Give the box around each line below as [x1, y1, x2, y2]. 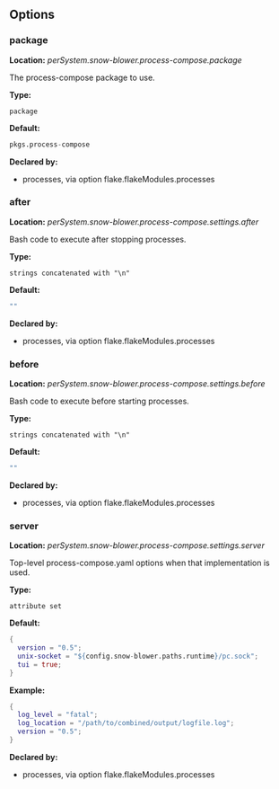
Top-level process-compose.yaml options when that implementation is [9, 557, 271, 569]
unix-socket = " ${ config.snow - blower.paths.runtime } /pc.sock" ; [17, 652, 258, 660]
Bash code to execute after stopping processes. [9, 234, 187, 244]
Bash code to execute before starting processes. [9, 395, 190, 407]
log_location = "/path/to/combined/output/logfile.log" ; [17, 719, 235, 728]
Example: [9, 685, 46, 696]
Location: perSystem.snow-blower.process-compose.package [9, 54, 242, 66]
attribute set [9, 602, 63, 611]
